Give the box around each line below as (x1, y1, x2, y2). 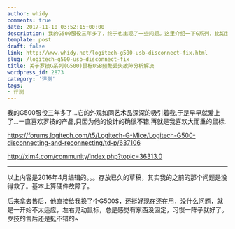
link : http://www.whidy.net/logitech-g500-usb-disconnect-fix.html (7, 50, 208, 57)
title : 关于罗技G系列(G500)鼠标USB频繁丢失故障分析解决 (7, 62, 155, 69)
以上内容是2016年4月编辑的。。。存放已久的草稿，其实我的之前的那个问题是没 (7, 173, 227, 182)
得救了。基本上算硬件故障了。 (7, 182, 93, 190)
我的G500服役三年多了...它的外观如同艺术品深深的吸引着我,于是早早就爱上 (7, 109, 220, 117)
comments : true (7, 17, 52, 24)
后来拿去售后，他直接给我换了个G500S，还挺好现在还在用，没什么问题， (7, 197, 218, 205)
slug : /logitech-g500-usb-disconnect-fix (7, 56, 130, 63)
